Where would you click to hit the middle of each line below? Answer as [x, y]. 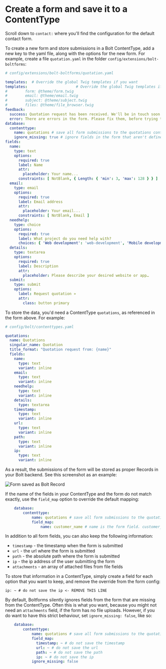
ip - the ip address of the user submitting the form [63, 562]
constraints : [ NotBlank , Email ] [54, 216]
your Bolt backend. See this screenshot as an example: [61, 475]
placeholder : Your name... [51, 174]
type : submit [27, 285]
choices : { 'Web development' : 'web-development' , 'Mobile [80, 243]
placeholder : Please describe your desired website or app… [86, 275]
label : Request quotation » [47, 294]
